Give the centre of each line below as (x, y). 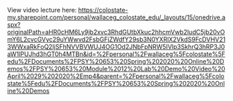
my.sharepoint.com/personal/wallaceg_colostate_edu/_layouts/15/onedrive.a (116, 17)
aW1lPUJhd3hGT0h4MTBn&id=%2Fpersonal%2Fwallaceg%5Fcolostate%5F (116, 54)
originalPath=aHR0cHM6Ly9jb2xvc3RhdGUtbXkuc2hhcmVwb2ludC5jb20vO (116, 32)
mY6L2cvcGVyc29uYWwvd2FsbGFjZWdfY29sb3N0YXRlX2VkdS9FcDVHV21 (116, 39)
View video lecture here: (42, 10)
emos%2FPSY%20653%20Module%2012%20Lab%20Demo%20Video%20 (116, 69)
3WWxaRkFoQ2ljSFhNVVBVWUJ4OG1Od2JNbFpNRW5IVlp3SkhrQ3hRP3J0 (116, 47)
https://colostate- (103, 10)
